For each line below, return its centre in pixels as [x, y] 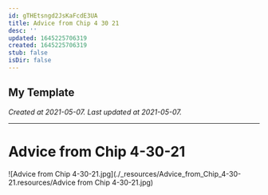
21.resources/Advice [42, 182]
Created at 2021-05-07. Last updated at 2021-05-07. [95, 112]
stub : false [28, 53]
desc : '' [23, 30]
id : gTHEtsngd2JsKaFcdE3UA [53, 16]
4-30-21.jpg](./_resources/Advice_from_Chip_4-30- [157, 173]
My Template [41, 93]
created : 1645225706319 [48, 46]
